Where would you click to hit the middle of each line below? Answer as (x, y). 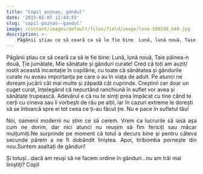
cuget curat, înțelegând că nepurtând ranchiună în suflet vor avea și (91, 89)
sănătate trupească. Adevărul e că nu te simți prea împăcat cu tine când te (99, 96)
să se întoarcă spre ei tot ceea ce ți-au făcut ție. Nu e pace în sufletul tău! (98, 109)
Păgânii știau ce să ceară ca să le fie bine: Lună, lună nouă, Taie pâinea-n (98, 57)
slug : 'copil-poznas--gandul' (44, 23)
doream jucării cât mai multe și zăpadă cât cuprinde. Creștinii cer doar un (98, 83)
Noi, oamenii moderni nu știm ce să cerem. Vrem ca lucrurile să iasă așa (101, 121)
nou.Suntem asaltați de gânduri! (46, 146)
